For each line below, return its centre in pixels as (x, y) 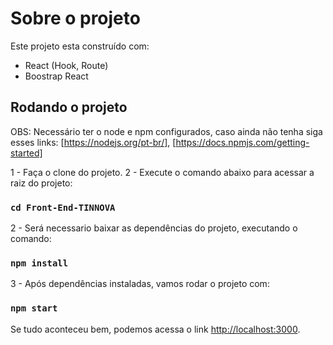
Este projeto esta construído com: (80, 46)
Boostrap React (56, 76)
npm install (39, 263)
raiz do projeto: (41, 183)
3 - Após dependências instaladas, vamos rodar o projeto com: (140, 284)
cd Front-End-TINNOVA (63, 207)
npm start (34, 308)
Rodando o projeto (69, 107)
